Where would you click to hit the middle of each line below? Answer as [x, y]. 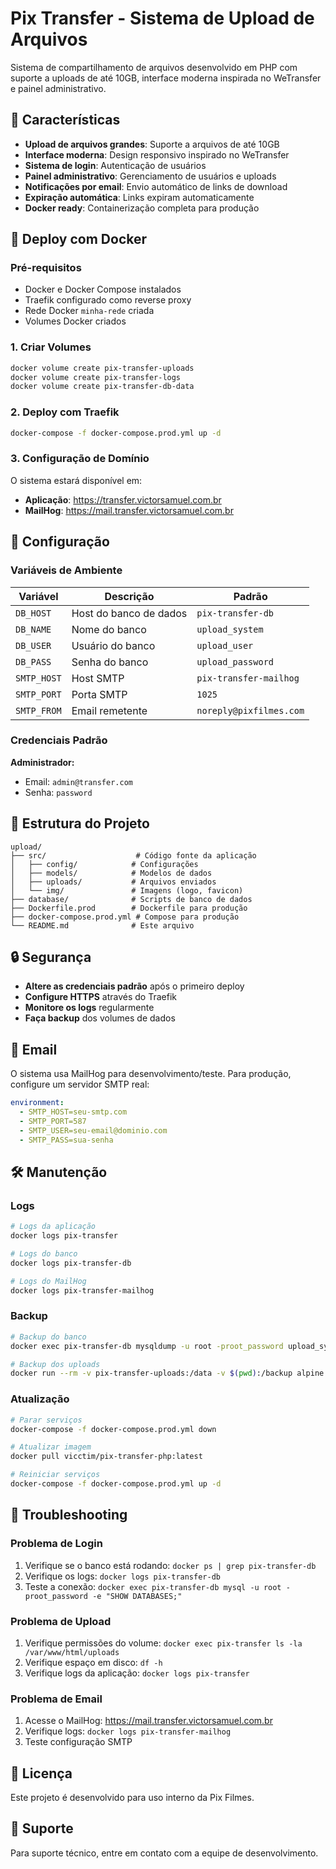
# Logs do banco [44, 1254]
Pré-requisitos [46, 268]
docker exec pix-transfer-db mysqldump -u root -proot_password [147, 1346]
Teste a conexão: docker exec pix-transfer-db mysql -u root [153, 1586]
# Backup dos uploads [55, 1364]
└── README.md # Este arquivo [102, 925]
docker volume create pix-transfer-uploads [102, 368]
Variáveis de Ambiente [66, 570]
